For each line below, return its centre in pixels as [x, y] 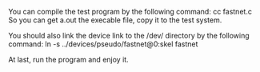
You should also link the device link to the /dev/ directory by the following [129, 36]
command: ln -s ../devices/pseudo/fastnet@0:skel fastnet [103, 44]
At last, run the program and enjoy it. [69, 60]
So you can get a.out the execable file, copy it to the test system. [115, 20]
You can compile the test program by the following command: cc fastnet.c [130, 12]
